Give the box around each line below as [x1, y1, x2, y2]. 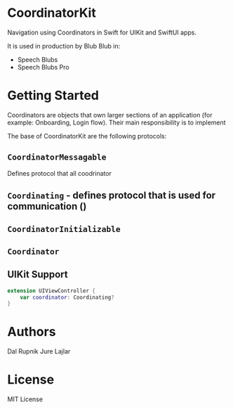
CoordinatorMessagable [7, 152, 107, 162]
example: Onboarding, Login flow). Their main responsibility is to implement [7, 118, 226, 126]
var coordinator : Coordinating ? [20, 294, 114, 301]
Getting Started [7, 88, 100, 103]
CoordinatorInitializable [7, 224, 121, 235]
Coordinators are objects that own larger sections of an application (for [7, 110, 213, 119]
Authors [7, 324, 56, 340]
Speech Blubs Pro [17, 63, 69, 71]
